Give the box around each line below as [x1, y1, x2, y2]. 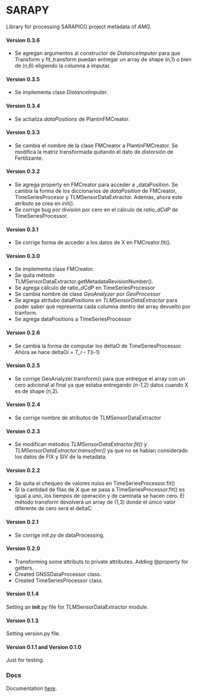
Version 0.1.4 [6, 590, 39, 597]
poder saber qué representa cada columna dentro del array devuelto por [14, 303, 191, 310]
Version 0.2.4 [6, 401, 41, 408]
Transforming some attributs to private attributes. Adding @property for [14, 558, 189, 565]
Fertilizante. [14, 154, 44, 161]
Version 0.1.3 [6, 617, 39, 624]
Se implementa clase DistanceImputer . [14, 89, 109, 96]
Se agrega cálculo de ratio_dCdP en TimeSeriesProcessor [14, 284, 155, 292]
